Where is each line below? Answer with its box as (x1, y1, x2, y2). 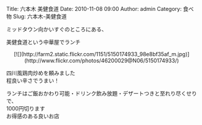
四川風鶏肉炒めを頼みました (6, 69, 76, 77)
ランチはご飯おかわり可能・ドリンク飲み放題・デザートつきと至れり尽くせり (6, 90, 197, 97)
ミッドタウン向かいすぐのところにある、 (6, 26, 107, 33)
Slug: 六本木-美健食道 (13, 13, 67, 20)
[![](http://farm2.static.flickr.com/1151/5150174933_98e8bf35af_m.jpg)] (13, 51, 190, 57)
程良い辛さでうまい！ (6, 77, 59, 84)
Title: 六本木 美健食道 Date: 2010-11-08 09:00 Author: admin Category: (6, 5, 182, 12)
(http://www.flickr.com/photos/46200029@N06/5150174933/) (24, 57, 180, 64)
